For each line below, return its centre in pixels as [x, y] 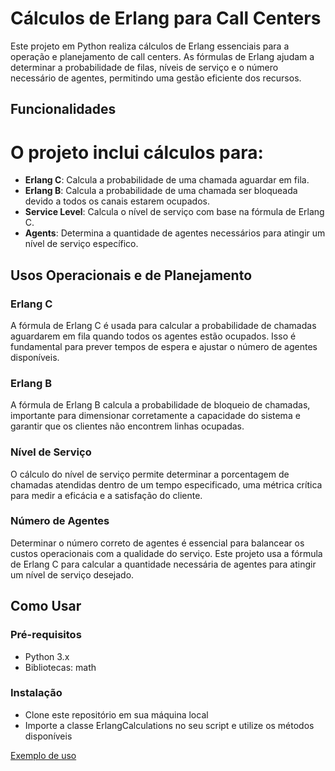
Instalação [36, 693]
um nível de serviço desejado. [72, 574]
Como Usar [46, 606]
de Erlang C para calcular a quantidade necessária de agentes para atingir [163, 564]
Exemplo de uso [43, 755]
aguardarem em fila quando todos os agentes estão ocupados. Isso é [153, 336]
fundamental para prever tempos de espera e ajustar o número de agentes [164, 346]
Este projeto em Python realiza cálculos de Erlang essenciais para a [150, 46]
